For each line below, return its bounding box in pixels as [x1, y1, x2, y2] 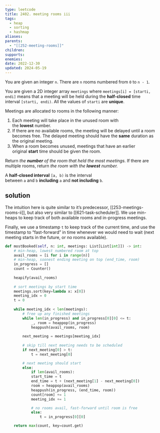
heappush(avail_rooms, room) [31, 325, 90, 330]
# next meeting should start [22, 361, 81, 366]
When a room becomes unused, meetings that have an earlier [12, 144, 136, 149]
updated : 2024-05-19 [5, 66, 47, 71]
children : [5, 48, 25, 52]
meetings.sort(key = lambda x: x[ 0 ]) [14, 289, 86, 294]
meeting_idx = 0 [14, 293, 47, 298]
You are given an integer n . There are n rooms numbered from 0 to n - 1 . [5, 79, 150, 85]
